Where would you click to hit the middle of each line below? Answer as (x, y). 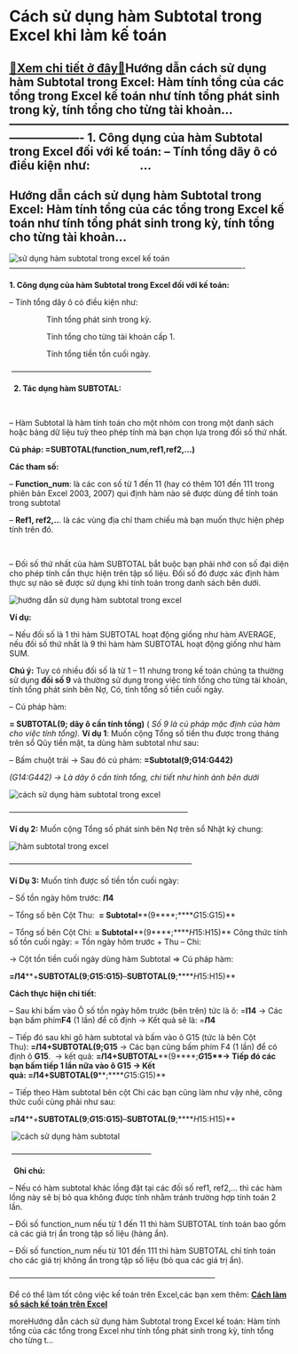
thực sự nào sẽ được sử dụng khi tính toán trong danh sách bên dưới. (135, 583)
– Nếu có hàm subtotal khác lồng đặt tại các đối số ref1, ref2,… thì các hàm (146, 1188)
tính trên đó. (31, 530)
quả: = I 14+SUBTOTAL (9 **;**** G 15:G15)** (88, 1075)
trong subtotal (35, 503)
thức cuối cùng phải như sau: (63, 1102)
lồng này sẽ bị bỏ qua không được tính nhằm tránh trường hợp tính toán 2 (143, 1198)
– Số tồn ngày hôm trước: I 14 (62, 898)
